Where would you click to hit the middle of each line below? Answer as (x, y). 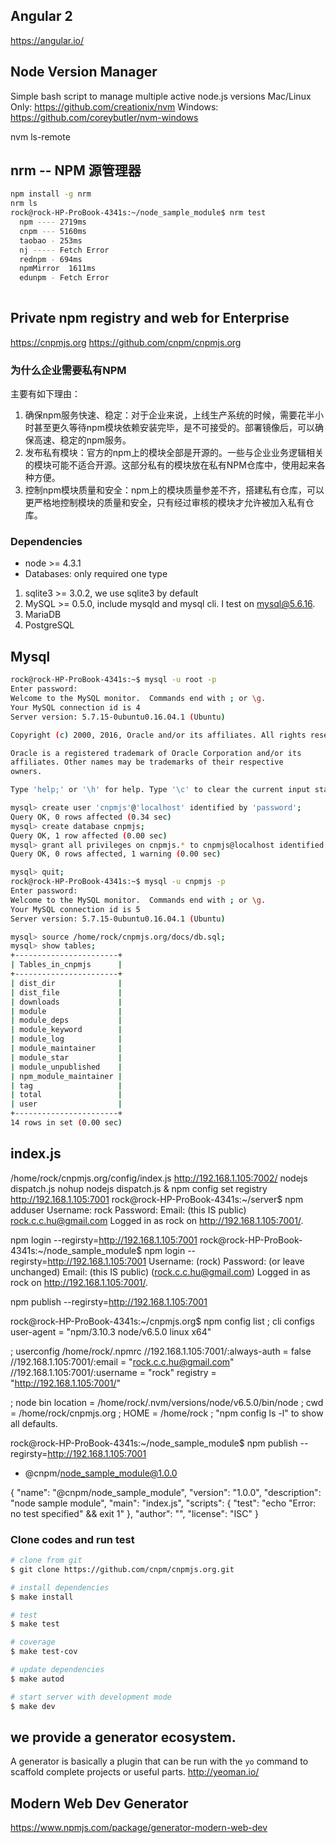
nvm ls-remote (40, 136)
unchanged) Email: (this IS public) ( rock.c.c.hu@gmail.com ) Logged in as (160, 1271)
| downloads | (66, 1002)
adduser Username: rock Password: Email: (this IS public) (128, 1210)
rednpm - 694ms (51, 259)
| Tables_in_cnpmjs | (66, 965)
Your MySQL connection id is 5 (75, 909)
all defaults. (34, 1423)
